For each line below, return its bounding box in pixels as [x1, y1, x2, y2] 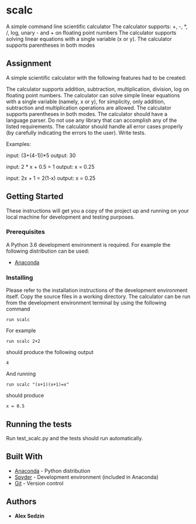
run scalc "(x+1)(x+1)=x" [6, 382, 69, 387]
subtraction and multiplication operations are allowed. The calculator [6, 104, 171, 111]
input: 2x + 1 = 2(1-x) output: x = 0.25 [6, 174, 96, 182]
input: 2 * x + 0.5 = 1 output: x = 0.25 [6, 163, 95, 170]
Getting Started [6, 192, 64, 202]
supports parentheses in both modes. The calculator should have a [6, 110, 168, 117]
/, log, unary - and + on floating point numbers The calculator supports [6, 29, 177, 36]
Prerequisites [6, 228, 45, 236]
